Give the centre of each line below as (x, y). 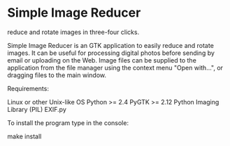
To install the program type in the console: (68, 122)
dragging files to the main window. (57, 75)
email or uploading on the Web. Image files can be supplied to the (102, 60)
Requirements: (28, 88)
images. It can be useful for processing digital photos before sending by (111, 53)
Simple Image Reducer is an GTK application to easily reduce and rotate (111, 45)
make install (24, 136)
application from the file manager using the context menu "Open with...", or (115, 67)
